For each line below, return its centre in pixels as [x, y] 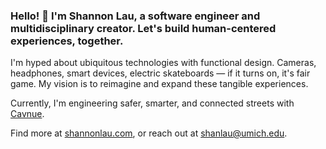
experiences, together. [67, 41]
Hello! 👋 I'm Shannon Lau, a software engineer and [135, 16]
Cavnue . [27, 114]
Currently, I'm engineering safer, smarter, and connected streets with [152, 103]
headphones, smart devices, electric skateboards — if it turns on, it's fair [160, 73]
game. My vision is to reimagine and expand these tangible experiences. [159, 84]
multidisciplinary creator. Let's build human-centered [143, 28]
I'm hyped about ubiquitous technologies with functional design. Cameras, [163, 63]
